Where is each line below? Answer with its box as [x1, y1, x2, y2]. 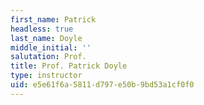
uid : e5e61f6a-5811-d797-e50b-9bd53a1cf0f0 [10, 80, 195, 90]
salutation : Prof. [10, 52, 87, 62]
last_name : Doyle [10, 33, 83, 43]
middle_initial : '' [10, 42, 92, 53]
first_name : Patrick [10, 14, 97, 25]
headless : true [10, 24, 74, 34]
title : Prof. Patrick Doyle [10, 61, 128, 71]
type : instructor [10, 71, 83, 81]
